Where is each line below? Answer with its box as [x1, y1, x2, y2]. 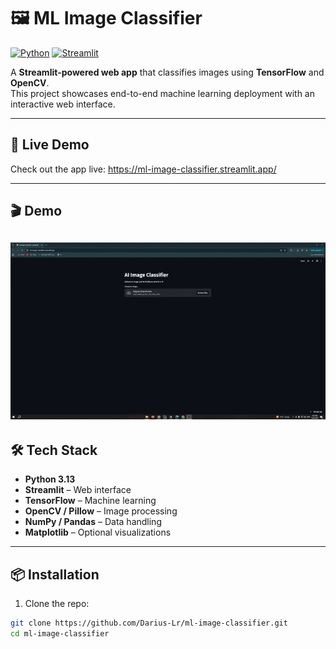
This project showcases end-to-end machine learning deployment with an [10, 87, 315, 99]
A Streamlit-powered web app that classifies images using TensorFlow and [10, 66, 325, 78]
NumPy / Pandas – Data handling [24, 516, 162, 528]
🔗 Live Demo [10, 136, 90, 154]
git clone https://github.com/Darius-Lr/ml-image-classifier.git [10, 618, 288, 629]
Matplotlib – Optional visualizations [24, 526, 172, 539]
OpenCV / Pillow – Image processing [24, 505, 178, 517]
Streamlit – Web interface [24, 484, 132, 496]
